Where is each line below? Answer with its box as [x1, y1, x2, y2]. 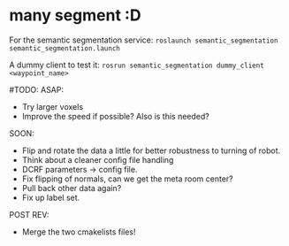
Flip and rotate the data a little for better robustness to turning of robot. [21, 145, 281, 156]
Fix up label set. [21, 192, 80, 203]
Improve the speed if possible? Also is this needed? [21, 111, 209, 121]
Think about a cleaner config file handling [21, 154, 174, 165]
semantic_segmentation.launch [9, 43, 121, 53]
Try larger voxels [21, 101, 84, 111]
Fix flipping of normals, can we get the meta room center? [21, 173, 233, 184]
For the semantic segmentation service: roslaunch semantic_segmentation [9, 35, 278, 45]
